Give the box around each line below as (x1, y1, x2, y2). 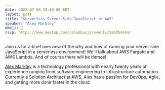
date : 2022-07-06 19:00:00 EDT (5, 7, 70, 12)
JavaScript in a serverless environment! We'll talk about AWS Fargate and (5, 49, 155, 55)
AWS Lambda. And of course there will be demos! (5, 54, 107, 60)
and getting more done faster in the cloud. (5, 79, 91, 85)
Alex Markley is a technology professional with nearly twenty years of (5, 63, 147, 69)
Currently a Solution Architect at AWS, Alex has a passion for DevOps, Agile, (5, 74, 161, 80)
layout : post (5, 12, 32, 17)
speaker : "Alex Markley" (5, 21, 56, 26)
